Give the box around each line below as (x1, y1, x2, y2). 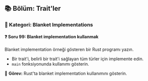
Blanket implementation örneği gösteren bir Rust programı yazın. (4, 46, 134, 52)
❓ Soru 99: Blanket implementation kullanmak (4, 33, 99, 39)
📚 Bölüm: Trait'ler (4, 4, 61, 13)
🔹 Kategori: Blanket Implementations (4, 21, 93, 28)
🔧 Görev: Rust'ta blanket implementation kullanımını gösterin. (4, 70, 127, 76)
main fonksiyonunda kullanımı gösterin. (11, 61, 90, 67)
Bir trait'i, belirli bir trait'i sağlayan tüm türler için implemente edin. (11, 56, 144, 62)
